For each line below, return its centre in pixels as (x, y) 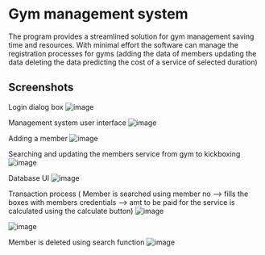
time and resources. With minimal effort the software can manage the (124, 44)
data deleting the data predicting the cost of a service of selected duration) (133, 62)
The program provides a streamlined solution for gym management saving (131, 36)
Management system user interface (67, 123)
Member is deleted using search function (77, 242)
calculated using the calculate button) (71, 211)
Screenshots (41, 88)
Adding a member (38, 138)
